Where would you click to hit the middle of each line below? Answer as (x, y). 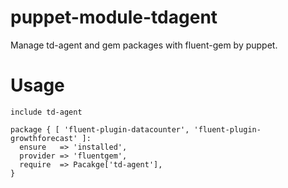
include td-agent (46, 112)
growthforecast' (44, 138)
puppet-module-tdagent (114, 17)
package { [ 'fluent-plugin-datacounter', (100, 129)
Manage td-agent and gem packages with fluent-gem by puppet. (144, 45)
